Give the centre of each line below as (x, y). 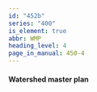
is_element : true (38, 31)
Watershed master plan (48, 79)
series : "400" (32, 23)
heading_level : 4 (38, 46)
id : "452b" (27, 16)
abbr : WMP (25, 38)
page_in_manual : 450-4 (46, 53)
